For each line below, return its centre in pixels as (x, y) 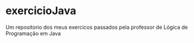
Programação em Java (33, 33)
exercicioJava (41, 11)
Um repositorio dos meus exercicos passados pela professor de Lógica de (97, 27)
